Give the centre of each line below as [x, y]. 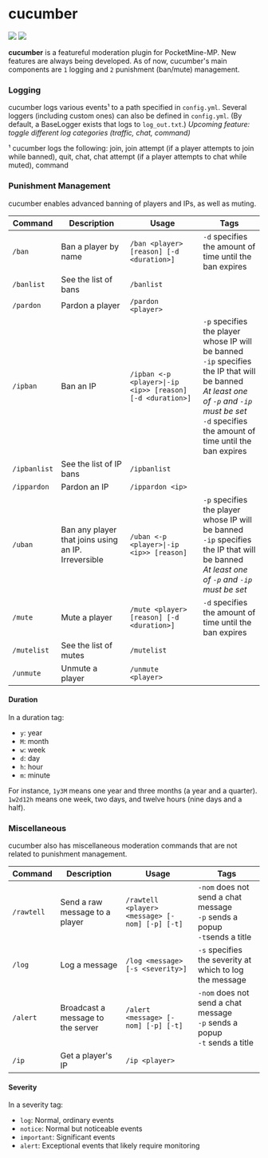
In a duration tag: [36, 717]
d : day [30, 758]
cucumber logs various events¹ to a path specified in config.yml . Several [128, 108]
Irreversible [82, 559]
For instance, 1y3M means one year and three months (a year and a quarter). [133, 790]
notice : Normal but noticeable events [81, 1128]
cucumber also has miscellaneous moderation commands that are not [123, 845]
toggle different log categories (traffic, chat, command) [99, 133]
